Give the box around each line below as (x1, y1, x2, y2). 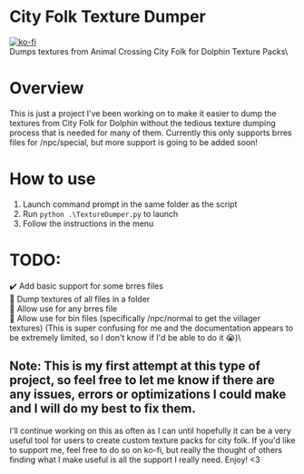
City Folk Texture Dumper (9, 6, 206, 27)
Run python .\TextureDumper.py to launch (22, 208, 179, 219)
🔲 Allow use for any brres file (9, 302, 118, 314)
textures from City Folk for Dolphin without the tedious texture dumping (9, 117, 277, 128)
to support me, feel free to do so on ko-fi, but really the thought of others (9, 444, 283, 455)
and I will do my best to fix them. (9, 401, 197, 417)
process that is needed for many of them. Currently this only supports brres (9, 127, 292, 138)
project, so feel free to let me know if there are (9, 372, 275, 388)
